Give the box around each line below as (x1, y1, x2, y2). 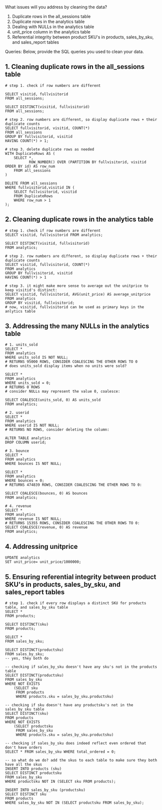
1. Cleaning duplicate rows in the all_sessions (5, 63, 145, 71)
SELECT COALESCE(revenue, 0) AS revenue (5, 525, 88, 530)
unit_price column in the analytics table (12, 29, 91, 34)
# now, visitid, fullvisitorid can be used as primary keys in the (5, 304, 145, 310)
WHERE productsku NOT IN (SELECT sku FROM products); (5, 779, 116, 784)
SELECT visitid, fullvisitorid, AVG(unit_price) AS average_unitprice (5, 292, 151, 297)
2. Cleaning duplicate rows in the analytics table (5, 215, 154, 224)
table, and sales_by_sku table (5, 605, 68, 610)
